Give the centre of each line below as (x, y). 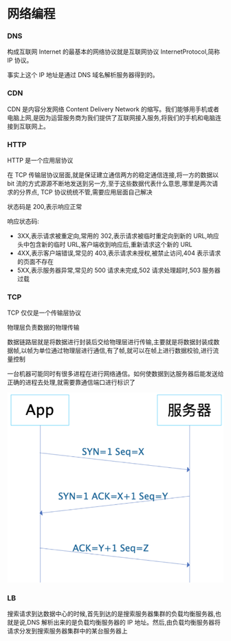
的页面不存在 (35, 262)
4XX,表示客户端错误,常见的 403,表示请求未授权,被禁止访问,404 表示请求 (119, 253)
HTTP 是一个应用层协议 (40, 160)
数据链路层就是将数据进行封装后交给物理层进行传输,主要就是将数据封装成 (111, 342)
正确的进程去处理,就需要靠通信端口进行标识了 (71, 383)
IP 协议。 (20, 60)
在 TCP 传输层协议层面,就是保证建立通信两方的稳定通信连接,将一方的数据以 (113, 175)
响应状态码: (23, 221)
